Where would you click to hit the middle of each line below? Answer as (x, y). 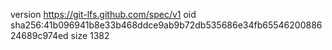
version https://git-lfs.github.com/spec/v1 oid (103, 14)
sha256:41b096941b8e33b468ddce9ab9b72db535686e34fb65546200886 (166, 25)
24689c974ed (39, 35)
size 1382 (90, 35)
